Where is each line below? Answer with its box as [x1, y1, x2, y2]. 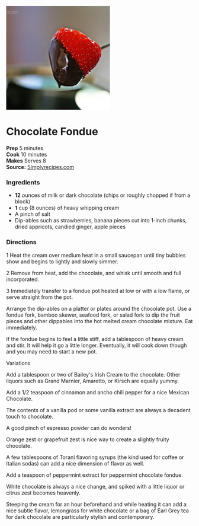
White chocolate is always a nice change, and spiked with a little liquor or [6, 483, 185, 490]
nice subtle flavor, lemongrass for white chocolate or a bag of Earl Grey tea [6, 507, 190, 514]
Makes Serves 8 [6, 157, 46, 164]
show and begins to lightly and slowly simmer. [6, 258, 118, 265]
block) [14, 198, 31, 205]
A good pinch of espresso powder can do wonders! [6, 424, 132, 431]
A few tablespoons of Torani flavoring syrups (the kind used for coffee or [6, 454, 185, 461]
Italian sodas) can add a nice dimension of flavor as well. [6, 460, 145, 467]
